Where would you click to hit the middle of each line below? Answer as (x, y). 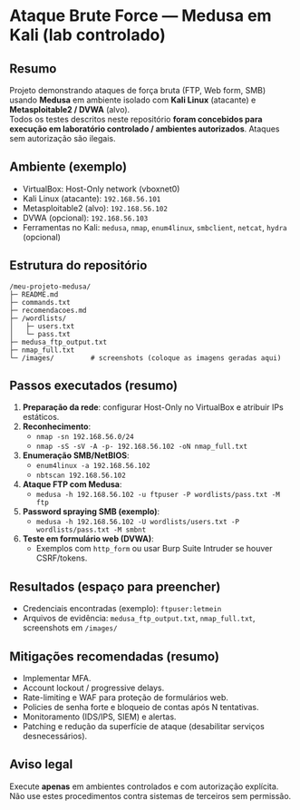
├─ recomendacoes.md (48, 310)
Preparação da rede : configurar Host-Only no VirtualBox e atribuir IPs (153, 407)
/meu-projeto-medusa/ (50, 287)
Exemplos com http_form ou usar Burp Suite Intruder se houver (154, 549)
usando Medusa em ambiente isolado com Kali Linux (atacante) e (133, 100)
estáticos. (41, 417)
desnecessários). (55, 737)
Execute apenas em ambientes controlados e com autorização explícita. (144, 786)
